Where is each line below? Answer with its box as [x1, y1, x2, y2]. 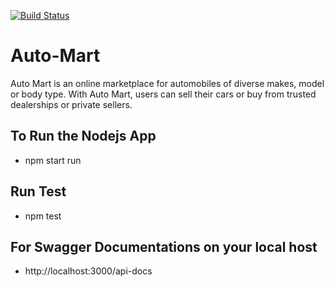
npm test [24, 210, 62, 222]
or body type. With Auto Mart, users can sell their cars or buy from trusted [10, 88, 317, 100]
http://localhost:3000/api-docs [24, 265, 153, 277]
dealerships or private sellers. [10, 98, 133, 110]
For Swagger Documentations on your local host [10, 238, 318, 255]
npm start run [24, 154, 82, 166]
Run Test [10, 183, 67, 200]
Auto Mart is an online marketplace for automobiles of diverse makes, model [10, 77, 325, 89]
